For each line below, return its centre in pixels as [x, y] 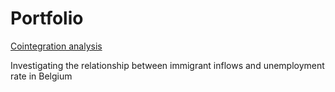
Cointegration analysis [56, 46]
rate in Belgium [41, 76]
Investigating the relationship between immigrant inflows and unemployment [167, 65]
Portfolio [47, 18]
